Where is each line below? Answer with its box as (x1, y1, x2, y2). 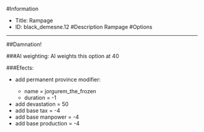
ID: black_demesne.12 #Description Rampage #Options (15, 24, 153, 30)
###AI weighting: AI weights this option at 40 (6, 53, 120, 59)
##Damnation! (6, 41, 42, 48)
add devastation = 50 (15, 101, 69, 108)
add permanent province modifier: (15, 76, 101, 83)
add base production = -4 (15, 120, 80, 127)
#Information (6, 5, 39, 12)
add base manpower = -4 (15, 113, 80, 120)
